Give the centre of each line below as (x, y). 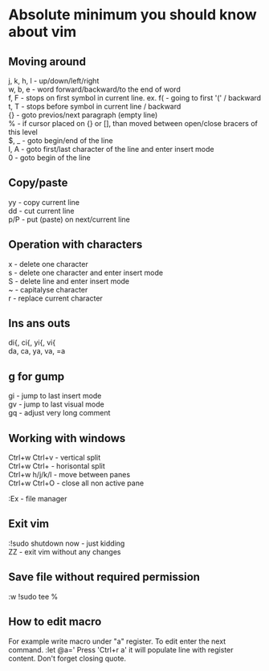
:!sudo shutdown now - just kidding (67, 543)
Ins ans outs (39, 323)
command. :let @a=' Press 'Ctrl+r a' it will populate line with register (121, 649)
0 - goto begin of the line (49, 158)
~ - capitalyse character (48, 289)
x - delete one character (48, 264)
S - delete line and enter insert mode (69, 281)
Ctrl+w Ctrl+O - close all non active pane (76, 483)
